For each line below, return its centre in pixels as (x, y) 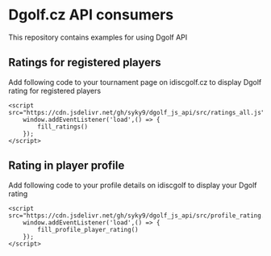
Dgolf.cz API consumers (91, 15)
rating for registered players (55, 90)
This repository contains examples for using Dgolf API (98, 37)
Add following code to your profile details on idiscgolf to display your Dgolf (133, 185)
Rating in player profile (67, 166)
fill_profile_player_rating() (88, 229)
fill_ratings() (63, 127)
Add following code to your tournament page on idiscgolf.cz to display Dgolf (135, 82)
